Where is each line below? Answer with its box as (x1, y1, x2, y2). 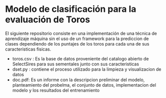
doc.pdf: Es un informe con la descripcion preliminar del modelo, (12, 77, 145, 83)
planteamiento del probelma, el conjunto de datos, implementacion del (12, 82, 156, 88)
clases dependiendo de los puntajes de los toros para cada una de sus (5, 41, 150, 47)
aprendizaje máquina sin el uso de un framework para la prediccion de (5, 36, 149, 42)
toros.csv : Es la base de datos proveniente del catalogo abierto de (12, 55, 149, 61)
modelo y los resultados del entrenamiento (12, 87, 100, 93)
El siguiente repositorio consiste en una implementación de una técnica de (5, 30, 157, 36)
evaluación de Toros (5, 14, 90, 25)
